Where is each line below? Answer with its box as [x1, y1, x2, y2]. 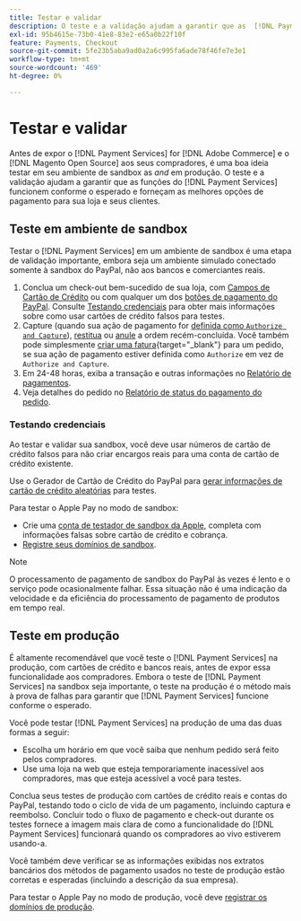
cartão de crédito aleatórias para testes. [9, 485, 157, 496]
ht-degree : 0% [9, 72, 63, 81]
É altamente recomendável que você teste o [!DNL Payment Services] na [9, 652, 279, 662]
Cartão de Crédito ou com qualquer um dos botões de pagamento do [21, 291, 278, 302]
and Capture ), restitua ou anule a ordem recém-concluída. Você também [21, 329, 289, 340]
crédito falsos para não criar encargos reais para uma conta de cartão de [9, 448, 279, 459]
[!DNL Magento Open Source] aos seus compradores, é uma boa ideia [9, 157, 269, 168]
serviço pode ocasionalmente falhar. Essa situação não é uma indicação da [9, 583, 288, 593]
